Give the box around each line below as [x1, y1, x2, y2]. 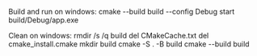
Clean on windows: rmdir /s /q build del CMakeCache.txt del [8, 31, 209, 40]
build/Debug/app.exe [8, 15, 79, 25]
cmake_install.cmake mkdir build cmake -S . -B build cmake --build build [8, 39, 250, 49]
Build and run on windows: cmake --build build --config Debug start [8, 7, 235, 16]
